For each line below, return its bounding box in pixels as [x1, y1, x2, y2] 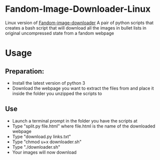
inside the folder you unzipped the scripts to [12, 90, 102, 96]
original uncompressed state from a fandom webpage [5, 30, 114, 36]
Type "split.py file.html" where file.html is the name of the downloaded [12, 123, 156, 129]
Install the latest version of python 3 [12, 80, 85, 86]
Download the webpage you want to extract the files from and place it [12, 85, 154, 91]
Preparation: [5, 67, 44, 75]
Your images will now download [12, 149, 77, 155]
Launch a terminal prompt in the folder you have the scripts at [12, 118, 138, 124]
